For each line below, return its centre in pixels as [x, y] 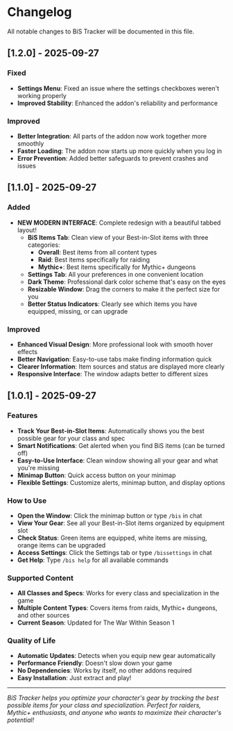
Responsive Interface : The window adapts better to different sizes [113, 373]
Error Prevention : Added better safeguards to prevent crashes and [113, 158]
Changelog [40, 12]
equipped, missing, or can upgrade [78, 311]
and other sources [43, 616]
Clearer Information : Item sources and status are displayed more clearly [121, 367]
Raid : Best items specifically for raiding [94, 259]
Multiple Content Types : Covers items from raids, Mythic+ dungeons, [117, 608]
